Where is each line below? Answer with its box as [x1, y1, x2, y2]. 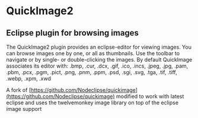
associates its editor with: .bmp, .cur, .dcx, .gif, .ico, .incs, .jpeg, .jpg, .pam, [6, 62, 189, 69]
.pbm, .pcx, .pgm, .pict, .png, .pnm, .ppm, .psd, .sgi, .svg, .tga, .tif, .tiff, [6, 69, 178, 75]
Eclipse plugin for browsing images [6, 28, 139, 38]
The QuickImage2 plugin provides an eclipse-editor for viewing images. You [6, 43, 191, 50]
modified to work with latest [116, 93, 184, 100]
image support [6, 106, 42, 112]
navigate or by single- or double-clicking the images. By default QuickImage [6, 56, 193, 63]
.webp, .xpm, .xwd [6, 75, 52, 82]
